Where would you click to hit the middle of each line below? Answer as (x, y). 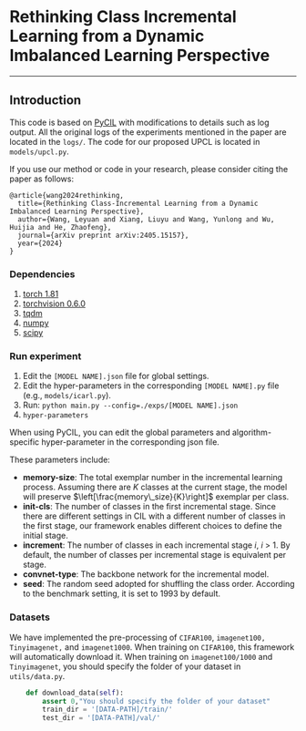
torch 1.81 (41, 294)
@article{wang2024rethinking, (67, 195)
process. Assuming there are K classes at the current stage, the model (155, 487)
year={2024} (41, 243)
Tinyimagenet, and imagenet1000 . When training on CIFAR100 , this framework (152, 647)
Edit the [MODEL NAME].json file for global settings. (116, 376)
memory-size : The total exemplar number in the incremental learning (153, 478)
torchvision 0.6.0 (54, 304)
